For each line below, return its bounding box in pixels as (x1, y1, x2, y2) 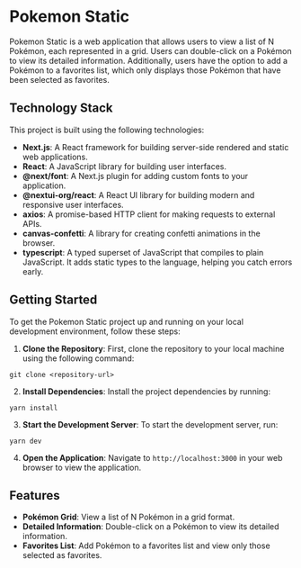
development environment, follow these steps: (9, 326, 181, 337)
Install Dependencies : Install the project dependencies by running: (22, 385, 271, 397)
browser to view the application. (22, 462, 142, 473)
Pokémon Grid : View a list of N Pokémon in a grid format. (22, 511, 235, 523)
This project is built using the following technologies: (9, 124, 205, 135)
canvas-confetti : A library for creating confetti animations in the (22, 228, 261, 239)
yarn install (9, 403, 58, 412)
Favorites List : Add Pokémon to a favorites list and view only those (22, 540, 271, 551)
